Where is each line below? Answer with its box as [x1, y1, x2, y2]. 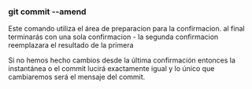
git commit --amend [8, 6, 87, 17]
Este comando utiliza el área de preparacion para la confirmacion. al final [8, 24, 246, 34]
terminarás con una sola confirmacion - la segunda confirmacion [8, 32, 219, 41]
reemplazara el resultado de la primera [8, 41, 134, 50]
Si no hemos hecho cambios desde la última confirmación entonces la [8, 55, 236, 65]
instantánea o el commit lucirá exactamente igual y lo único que [8, 64, 215, 73]
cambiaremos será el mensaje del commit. [8, 73, 146, 82]
